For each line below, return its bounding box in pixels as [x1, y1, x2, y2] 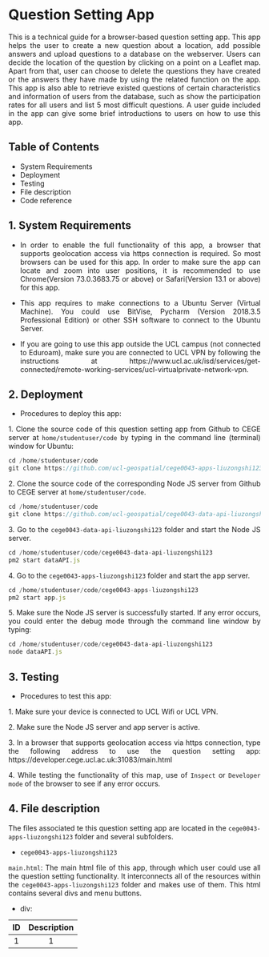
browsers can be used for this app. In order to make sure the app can [19, 257, 261, 266]
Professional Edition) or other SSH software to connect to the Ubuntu [19, 314, 261, 325]
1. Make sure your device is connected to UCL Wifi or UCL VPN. [8, 707, 219, 716]
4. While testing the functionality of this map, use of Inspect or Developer [8, 770, 261, 779]
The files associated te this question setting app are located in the [8, 823, 227, 833]
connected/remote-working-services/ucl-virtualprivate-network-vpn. [19, 364, 249, 374]
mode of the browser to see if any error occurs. [8, 779, 161, 788]
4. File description [8, 802, 100, 815]
